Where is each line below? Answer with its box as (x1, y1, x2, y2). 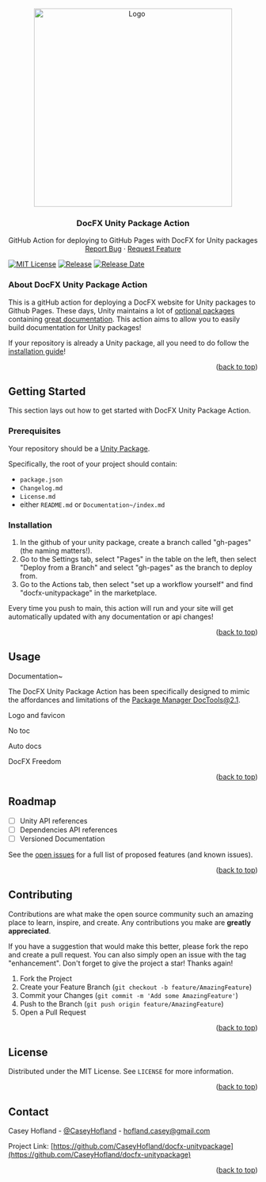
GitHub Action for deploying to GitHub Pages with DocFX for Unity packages (8, 236, 258, 245)
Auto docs (8, 741, 42, 750)
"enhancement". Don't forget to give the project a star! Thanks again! (8, 958, 234, 968)
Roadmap (8, 795, 57, 808)
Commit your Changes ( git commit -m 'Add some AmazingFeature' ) (19, 990, 239, 1000)
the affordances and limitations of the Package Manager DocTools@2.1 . (8, 695, 241, 704)
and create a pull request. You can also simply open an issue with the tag (8, 950, 247, 959)
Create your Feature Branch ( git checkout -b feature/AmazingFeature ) (19, 982, 253, 992)
